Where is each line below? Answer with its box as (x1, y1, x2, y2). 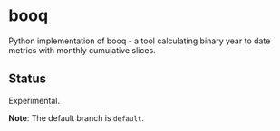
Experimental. (8, 95, 61, 106)
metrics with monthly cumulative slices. (8, 44, 156, 55)
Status (8, 71, 47, 87)
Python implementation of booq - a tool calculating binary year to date (8, 35, 271, 46)
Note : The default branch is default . (8, 112, 145, 123)
